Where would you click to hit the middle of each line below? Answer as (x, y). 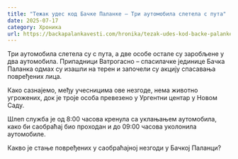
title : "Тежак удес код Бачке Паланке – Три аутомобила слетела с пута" (117, 14)
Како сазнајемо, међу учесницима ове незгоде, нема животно (103, 90)
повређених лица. (35, 77)
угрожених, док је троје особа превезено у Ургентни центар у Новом (112, 98)
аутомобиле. (27, 134)
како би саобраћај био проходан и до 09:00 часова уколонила (102, 127)
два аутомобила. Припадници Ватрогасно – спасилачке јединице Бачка (116, 62)
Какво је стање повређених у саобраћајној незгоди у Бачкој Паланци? (114, 148)
